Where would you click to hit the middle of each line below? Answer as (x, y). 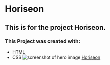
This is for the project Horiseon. (55, 27)
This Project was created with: (43, 41)
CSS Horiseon (56, 57)
